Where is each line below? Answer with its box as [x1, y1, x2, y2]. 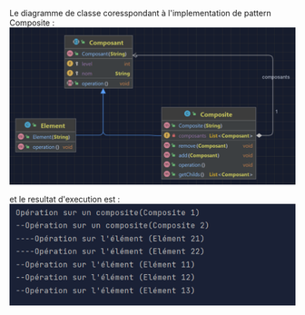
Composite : [9, 17, 55, 28]
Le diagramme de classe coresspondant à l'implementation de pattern [9, 8, 271, 18]
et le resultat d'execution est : [9, 193, 121, 204]
